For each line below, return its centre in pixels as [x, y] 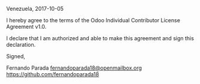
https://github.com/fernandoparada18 [53, 74]
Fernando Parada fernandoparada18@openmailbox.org [74, 68]
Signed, [16, 56]
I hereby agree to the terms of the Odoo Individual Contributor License [93, 20]
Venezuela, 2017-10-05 [35, 9]
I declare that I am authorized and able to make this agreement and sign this [100, 38]
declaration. [21, 45]
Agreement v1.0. [26, 27]
